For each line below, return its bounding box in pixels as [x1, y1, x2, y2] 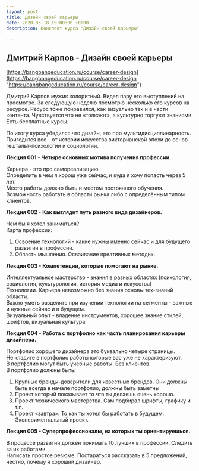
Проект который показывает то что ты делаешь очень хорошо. [14, 391, 175, 398]
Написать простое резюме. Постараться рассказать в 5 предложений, [6, 452, 187, 459]
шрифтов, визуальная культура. [6, 318, 87, 326]
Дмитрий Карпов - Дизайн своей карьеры [6, 52, 173, 63]
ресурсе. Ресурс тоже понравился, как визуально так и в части [6, 106, 168, 113]
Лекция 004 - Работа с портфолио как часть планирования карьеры [6, 330, 185, 337]
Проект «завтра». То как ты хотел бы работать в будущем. [14, 410, 165, 417]
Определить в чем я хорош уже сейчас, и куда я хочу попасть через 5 [6, 172, 186, 179]
